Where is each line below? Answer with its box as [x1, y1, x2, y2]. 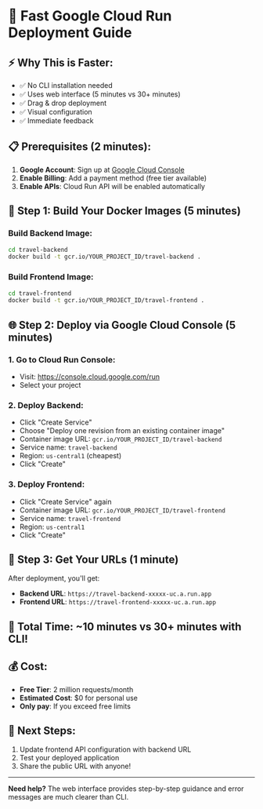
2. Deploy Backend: [8, 399, 84, 410]
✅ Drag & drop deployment [19, 98, 107, 108]
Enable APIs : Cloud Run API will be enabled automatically [19, 181, 206, 191]
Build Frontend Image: [8, 271, 94, 282]
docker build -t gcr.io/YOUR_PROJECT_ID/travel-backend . [8, 253, 201, 261]
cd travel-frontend [8, 290, 72, 297]
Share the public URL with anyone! [19, 761, 131, 771]
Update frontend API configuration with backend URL [19, 745, 192, 754]
